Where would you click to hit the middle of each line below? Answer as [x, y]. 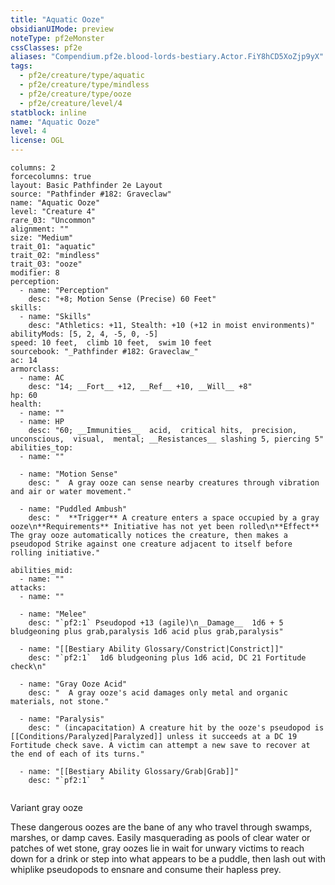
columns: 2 [33, 168]
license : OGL [37, 141]
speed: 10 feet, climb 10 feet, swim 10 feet [111, 343]
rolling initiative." [55, 553]
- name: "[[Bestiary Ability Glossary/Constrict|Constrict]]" [151, 649]
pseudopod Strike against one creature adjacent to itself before [151, 544]
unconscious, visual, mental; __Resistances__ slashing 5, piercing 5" [167, 439]
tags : [21, 66]
